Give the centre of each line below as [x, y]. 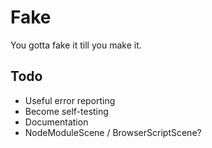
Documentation [56, 122]
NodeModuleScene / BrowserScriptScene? [113, 132]
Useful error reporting [70, 100]
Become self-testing [66, 111]
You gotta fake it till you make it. [76, 45]
